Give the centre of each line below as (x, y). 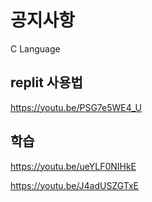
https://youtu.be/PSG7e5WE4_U (76, 107)
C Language (35, 48)
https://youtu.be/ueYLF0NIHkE (73, 166)
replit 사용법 (46, 82)
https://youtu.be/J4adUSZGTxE (75, 185)
